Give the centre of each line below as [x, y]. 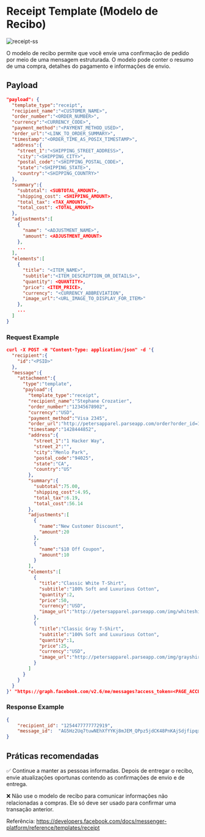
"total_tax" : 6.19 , [57, 498]
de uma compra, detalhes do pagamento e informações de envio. [88, 66]
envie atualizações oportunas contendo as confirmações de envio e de [95, 778]
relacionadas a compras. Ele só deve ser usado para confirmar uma [91, 803]
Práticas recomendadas [53, 756]
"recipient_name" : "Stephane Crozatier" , [80, 401]
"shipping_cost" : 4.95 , [62, 492]
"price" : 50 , [54, 600]
